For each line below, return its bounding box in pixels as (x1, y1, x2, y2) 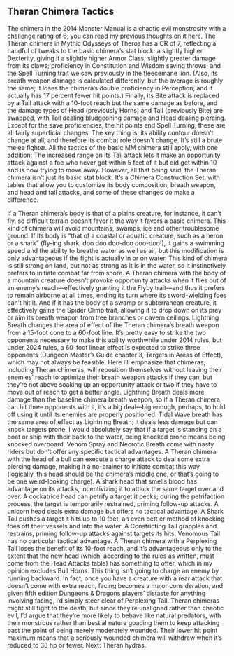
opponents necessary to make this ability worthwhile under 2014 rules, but (7, 336, 222, 344)
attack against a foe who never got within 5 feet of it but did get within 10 (7, 158, 217, 167)
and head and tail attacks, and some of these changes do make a (7, 188, 196, 196)
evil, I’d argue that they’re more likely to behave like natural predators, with (7, 611, 221, 620)
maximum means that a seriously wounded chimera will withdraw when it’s (7, 634, 222, 642)
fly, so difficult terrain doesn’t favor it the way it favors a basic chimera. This (7, 217, 226, 225)
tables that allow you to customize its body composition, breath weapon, (7, 180, 216, 189)
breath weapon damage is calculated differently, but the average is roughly (7, 76, 224, 85)
